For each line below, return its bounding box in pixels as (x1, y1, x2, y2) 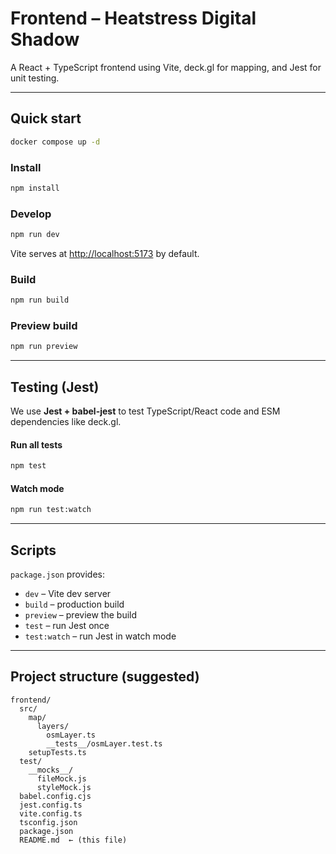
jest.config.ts (19, 800, 83, 810)
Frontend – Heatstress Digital (10, 7, 257, 30)
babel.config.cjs (19, 791, 92, 801)
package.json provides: (10, 568, 105, 581)
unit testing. (10, 72, 60, 84)
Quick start (10, 110, 82, 127)
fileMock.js (36, 773, 87, 784)
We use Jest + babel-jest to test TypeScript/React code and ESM (10, 405, 281, 417)
